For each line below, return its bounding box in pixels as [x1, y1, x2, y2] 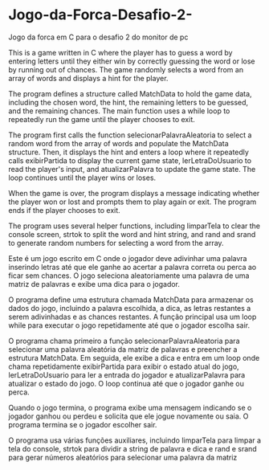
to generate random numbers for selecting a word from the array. [8, 238, 224, 247]
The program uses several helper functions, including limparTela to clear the [8, 221, 261, 231]
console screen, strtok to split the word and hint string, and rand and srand [8, 229, 256, 239]
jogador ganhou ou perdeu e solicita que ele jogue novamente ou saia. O [8, 411, 249, 421]
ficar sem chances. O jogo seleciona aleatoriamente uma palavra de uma [8, 271, 250, 280]
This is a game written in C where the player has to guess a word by [8, 47, 233, 57]
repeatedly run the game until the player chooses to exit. [8, 114, 195, 124]
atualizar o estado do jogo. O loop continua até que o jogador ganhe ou [8, 378, 245, 388]
